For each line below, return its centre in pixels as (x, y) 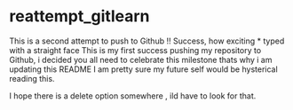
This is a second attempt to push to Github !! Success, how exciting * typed (147, 41)
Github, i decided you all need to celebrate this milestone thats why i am (141, 59)
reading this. (32, 78)
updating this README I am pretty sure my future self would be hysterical (143, 69)
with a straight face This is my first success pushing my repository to (135, 50)
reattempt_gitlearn (79, 16)
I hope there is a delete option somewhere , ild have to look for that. (133, 96)
